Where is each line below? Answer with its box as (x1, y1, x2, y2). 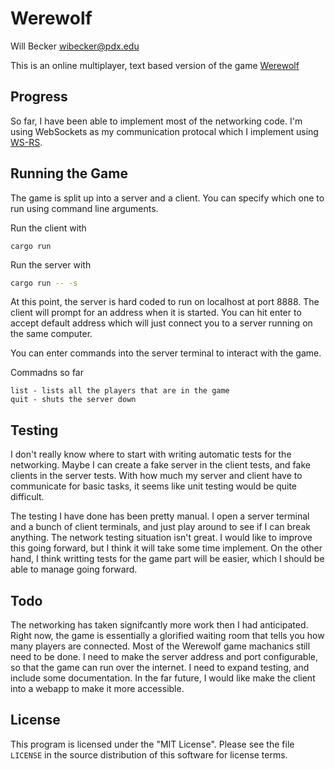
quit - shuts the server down (10, 395, 137, 405)
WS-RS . (10, 136, 43, 148)
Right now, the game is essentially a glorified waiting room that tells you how (10, 630, 325, 642)
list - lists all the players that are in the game (10, 386, 230, 396)
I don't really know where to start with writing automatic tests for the (10, 448, 292, 461)
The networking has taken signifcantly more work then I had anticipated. (10, 619, 309, 631)
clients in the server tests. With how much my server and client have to (10, 470, 303, 482)
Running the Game (10, 165, 128, 182)
